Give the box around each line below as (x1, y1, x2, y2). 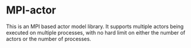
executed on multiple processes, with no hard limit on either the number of (6, 29, 186, 36)
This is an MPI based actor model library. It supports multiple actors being (6, 23, 184, 30)
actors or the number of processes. (6, 35, 92, 42)
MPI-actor (6, 4, 57, 17)
